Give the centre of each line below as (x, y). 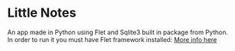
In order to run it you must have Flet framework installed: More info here (112, 39)
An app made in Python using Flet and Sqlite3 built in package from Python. (118, 32)
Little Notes (42, 13)
